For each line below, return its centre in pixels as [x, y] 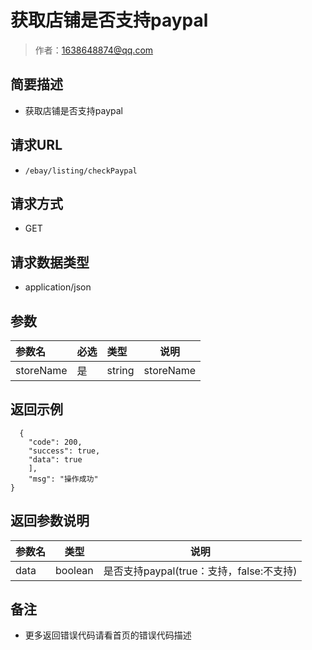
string [120, 370]
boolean [74, 570]
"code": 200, [55, 442]
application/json [58, 287]
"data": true [55, 459]
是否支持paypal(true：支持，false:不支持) [200, 571]
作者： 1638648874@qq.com [94, 50]
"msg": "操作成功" [63, 479]
